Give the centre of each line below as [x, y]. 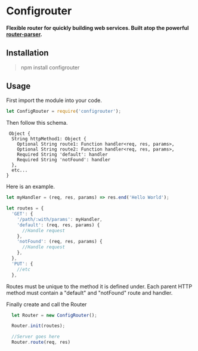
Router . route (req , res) [41, 342]
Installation [27, 53]
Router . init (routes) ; [38, 326]
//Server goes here [36, 337]
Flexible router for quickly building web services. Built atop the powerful [98, 27]
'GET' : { [22, 214]
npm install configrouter [50, 67]
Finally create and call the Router [47, 304]
